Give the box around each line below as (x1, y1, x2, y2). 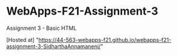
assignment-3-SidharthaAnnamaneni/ (6, 43, 101, 50)
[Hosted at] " (6, 36, 39, 43)
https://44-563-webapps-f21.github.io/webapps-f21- (38, 36, 172, 43)
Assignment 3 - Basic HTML (6, 24, 77, 32)
